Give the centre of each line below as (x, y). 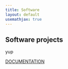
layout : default (22, 15)
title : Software (22, 10)
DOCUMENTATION (25, 61)
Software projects (34, 40)
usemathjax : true (24, 19)
